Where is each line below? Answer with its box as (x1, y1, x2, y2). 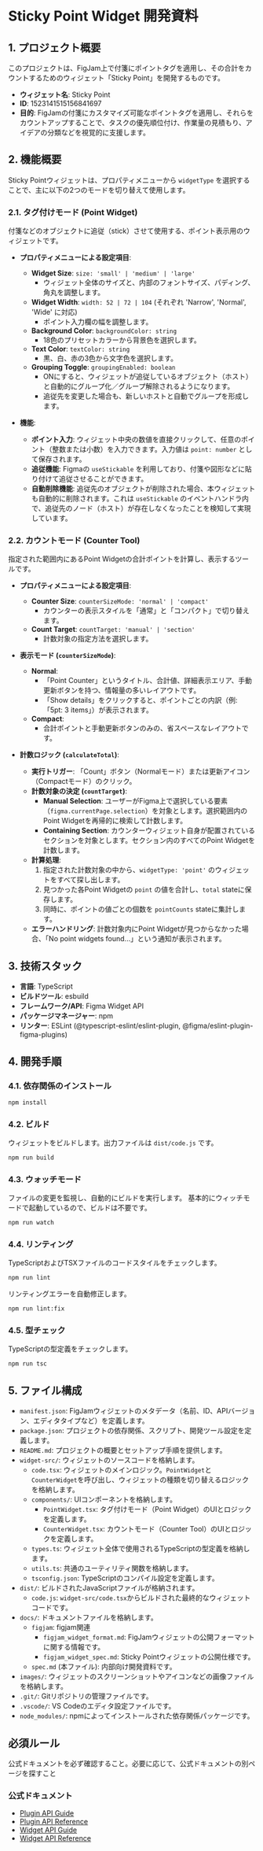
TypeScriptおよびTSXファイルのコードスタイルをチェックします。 (8, 1258, 221, 1268)
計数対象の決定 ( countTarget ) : (31, 786, 128, 796)
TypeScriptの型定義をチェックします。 (8, 1344, 133, 1354)
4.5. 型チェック (8, 1325, 66, 1336)
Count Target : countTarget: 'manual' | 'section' (31, 625, 195, 634)
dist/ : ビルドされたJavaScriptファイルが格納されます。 (19, 1583, 199, 1593)
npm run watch (8, 1219, 55, 1227)
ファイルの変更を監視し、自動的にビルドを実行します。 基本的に (8, 1193, 216, 1203)
